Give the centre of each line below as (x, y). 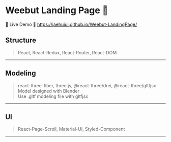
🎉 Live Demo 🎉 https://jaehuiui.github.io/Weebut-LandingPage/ (71, 24)
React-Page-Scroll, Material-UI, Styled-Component (71, 129)
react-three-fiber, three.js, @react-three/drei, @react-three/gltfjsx (87, 85)
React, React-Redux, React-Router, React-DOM (67, 52)
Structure (21, 40)
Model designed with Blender (49, 91)
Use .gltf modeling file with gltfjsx (53, 96)
